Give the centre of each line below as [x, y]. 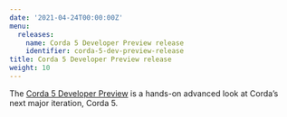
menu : [19, 26]
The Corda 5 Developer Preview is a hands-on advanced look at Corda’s [144, 93]
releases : [36, 34]
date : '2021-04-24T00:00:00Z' [67, 18]
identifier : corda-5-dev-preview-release [105, 51]
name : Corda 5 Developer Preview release [105, 43]
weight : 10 [30, 68]
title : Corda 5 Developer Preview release [91, 59]
